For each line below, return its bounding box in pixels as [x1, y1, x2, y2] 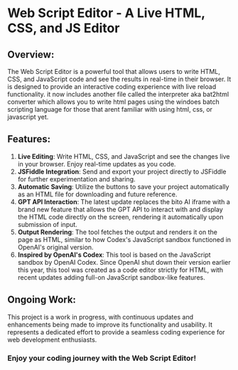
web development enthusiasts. [7, 335, 97, 344]
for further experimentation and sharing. [17, 174, 136, 183]
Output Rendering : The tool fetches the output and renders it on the [17, 228, 218, 236]
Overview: [7, 48, 55, 60]
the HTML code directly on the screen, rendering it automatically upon [17, 212, 224, 221]
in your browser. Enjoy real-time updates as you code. [17, 159, 176, 168]
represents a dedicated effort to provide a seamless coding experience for [7, 327, 225, 336]
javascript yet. [7, 112, 49, 121]
